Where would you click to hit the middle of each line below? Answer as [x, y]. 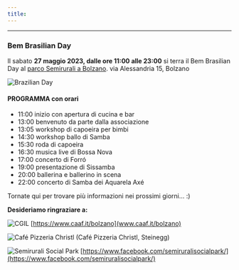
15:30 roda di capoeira [51, 145]
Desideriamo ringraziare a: [48, 210]
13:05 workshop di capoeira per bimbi [73, 129]
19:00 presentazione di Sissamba [66, 167]
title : [17, 14]
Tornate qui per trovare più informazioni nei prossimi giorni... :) [99, 196]
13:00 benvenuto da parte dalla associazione [83, 122]
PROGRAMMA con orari [43, 98]
